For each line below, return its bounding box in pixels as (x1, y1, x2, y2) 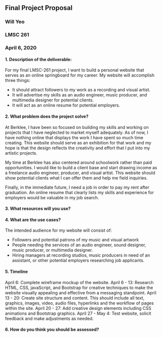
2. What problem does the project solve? (5, 113, 89, 119)
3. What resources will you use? (5, 206, 71, 211)
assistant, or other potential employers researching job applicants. (12, 257, 145, 263)
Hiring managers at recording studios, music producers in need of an (12, 252, 150, 258)
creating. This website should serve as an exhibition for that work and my (5, 140, 152, 145)
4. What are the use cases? (5, 217, 61, 223)
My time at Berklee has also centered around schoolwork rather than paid (5, 160, 152, 165)
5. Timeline (5, 269, 28, 274)
